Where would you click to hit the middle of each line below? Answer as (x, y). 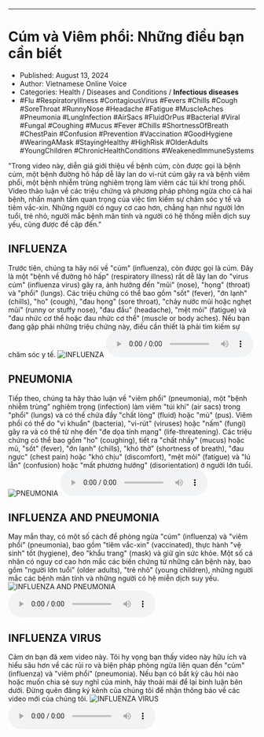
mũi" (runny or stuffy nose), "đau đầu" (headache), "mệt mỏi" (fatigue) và (127, 310)
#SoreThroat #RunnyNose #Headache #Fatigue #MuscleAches (121, 109)
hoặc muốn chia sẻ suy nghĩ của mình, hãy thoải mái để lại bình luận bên (126, 682)
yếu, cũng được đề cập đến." (55, 224)
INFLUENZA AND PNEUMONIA (84, 517)
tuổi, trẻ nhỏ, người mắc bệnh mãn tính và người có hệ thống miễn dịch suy (129, 216)
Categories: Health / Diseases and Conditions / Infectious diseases (129, 92)
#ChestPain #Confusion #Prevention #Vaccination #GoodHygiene (126, 134)
